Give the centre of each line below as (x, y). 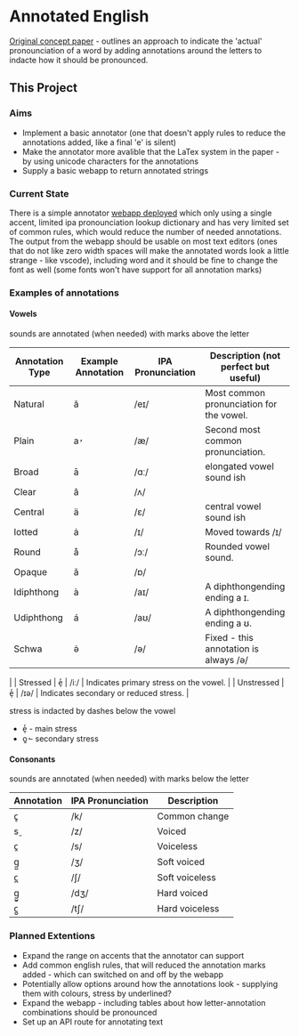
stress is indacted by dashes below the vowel (93, 711)
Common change (193, 816)
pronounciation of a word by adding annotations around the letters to (136, 50)
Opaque (30, 572)
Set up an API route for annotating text (93, 1022)
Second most (233, 430)
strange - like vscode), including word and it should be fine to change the (144, 260)
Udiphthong (39, 618)
